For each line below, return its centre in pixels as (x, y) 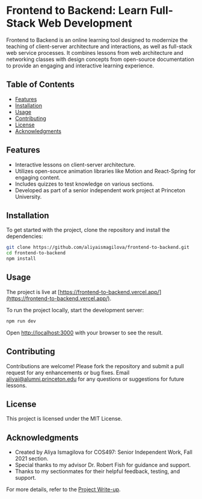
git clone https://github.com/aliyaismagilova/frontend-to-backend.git (98, 248)
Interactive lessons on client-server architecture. (75, 165)
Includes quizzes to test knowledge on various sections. (84, 184)
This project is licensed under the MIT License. (64, 419)
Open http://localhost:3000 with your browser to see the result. (85, 333)
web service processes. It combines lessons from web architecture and (95, 52)
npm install (21, 259)
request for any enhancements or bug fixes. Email (68, 372)
